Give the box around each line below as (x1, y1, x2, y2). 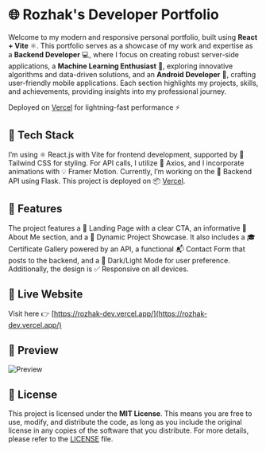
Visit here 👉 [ (8, 309, 55, 319)
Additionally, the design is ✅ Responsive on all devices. (8, 264, 189, 274)
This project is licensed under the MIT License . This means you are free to (8, 409, 253, 418)
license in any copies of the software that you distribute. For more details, (8, 426, 249, 435)
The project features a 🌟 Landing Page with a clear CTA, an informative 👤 (8, 223, 248, 232)
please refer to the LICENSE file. (8, 434, 114, 443)
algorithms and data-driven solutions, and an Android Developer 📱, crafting (8, 69, 256, 79)
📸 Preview (8, 344, 59, 357)
